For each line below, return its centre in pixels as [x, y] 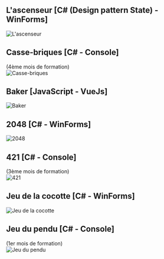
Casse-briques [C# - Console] [63, 52]
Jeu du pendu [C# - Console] [60, 229]
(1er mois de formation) [35, 243]
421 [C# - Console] [41, 157]
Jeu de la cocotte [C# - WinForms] [70, 196]
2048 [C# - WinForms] [49, 124]
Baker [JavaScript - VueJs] [57, 92]
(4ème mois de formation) [38, 67]
